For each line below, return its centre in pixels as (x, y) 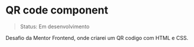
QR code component (57, 10)
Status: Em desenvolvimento (55, 26)
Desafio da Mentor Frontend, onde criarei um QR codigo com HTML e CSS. (97, 38)
